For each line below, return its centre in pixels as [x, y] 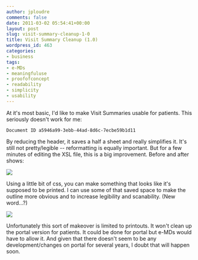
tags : [13, 62]
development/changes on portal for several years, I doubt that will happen [98, 245]
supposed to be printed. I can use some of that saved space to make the [96, 190]
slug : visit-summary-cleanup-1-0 [48, 34]
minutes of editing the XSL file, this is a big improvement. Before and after [98, 154]
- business [20, 57]
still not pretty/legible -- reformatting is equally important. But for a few [94, 147]
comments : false [26, 17]
